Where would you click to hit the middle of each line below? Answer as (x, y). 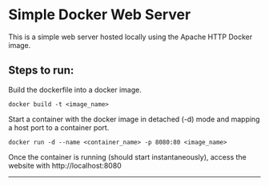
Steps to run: (41, 71)
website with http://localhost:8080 (65, 165)
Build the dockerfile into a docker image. (75, 89)
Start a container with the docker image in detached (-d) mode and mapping (134, 119)
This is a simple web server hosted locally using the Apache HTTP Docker (130, 37)
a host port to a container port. (59, 127)
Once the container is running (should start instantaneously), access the (127, 156)
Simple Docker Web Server (100, 15)
